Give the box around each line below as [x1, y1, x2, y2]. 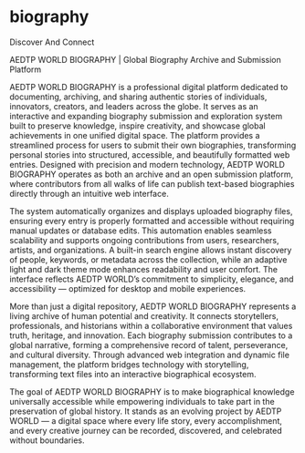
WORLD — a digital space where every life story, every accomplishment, [9, 415, 283, 426]
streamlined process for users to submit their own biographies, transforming [9, 139, 297, 150]
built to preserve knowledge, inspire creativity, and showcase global [9, 120, 267, 131]
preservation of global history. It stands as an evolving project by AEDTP [9, 406, 282, 417]
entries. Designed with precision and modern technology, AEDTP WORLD [9, 159, 286, 170]
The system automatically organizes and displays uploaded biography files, [9, 205, 293, 216]
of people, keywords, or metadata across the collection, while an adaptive [9, 253, 288, 265]
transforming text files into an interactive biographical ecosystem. [9, 368, 257, 379]
